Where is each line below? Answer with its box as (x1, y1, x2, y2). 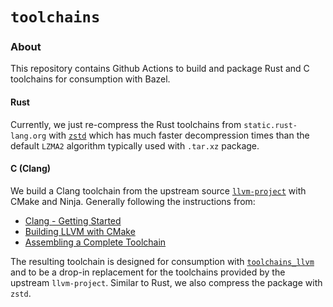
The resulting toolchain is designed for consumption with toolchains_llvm (10, 255, 315, 267)
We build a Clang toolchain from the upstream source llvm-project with (10, 184, 307, 197)
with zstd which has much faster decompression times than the (48, 129, 310, 141)
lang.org (10, 131, 47, 141)
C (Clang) (10, 163, 52, 175)
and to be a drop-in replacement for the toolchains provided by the (10, 266, 286, 278)
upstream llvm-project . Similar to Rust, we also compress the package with (10, 276, 323, 288)
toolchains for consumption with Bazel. (10, 73, 171, 85)
